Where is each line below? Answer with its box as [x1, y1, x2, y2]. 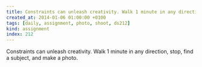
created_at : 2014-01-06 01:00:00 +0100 [6, 14, 106, 21]
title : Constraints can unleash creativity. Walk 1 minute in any [6, 8, 176, 15]
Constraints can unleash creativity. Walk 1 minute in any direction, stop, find [6, 48, 194, 55]
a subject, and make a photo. [6, 54, 78, 62]
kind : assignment [6, 25, 50, 32]
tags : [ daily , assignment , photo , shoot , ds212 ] [6, 20, 130, 26]
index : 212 [6, 31, 34, 37]
